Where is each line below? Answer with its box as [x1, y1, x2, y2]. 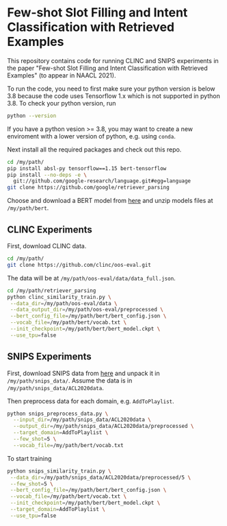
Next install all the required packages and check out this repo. [7, 145, 182, 154]
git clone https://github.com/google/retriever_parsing [7, 184, 170, 191]
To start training [7, 454, 52, 462]
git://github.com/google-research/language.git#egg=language [13, 178, 191, 184]
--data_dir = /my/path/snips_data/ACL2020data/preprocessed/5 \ [10, 474, 191, 481]
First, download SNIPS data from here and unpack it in [7, 369, 160, 377]
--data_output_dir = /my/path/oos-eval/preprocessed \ [10, 307, 164, 313]
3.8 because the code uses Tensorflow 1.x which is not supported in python [7, 91, 220, 100]
